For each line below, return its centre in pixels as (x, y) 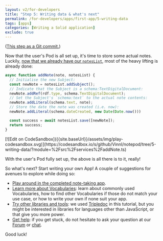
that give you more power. (38, 214)
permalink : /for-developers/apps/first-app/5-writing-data (67, 19)
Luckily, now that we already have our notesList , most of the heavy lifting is (81, 61)
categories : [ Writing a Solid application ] (50, 28)
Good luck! (16, 234)
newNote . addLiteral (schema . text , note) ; (51, 103)
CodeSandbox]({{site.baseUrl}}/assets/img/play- (74, 139)
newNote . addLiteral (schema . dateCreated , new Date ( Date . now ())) (75, 112)
